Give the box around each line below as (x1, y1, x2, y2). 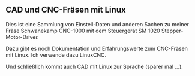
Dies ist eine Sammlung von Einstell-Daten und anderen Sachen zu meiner (5, 20, 190, 28)
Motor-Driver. (5, 33, 40, 41)
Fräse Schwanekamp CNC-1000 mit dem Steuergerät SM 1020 (5, 27, 160, 34)
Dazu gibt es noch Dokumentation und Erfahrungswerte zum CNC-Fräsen (5, 45, 188, 52)
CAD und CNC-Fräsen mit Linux (5, 5, 127, 15)
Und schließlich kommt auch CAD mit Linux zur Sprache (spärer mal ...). (5, 63, 184, 70)
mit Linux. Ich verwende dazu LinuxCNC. (5, 51, 106, 59)
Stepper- (161, 27, 184, 34)
